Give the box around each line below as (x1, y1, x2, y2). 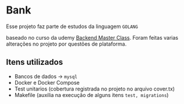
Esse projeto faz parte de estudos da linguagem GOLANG (6, 23, 139, 30)
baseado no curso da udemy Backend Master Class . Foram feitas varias (6, 34, 179, 41)
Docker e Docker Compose (14, 79, 80, 86)
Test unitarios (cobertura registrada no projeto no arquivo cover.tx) (14, 85, 175, 92)
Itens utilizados (6, 57, 63, 67)
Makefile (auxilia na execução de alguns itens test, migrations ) (14, 91, 169, 98)
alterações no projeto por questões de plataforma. (6, 40, 127, 47)
